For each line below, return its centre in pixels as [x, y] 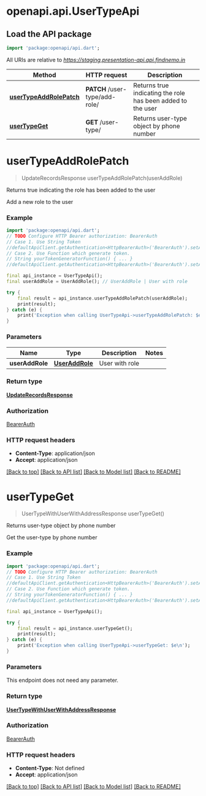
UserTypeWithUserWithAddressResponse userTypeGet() [93, 513]
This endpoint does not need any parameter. [62, 681]
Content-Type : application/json [55, 453]
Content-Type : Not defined [50, 768]
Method [44, 75]
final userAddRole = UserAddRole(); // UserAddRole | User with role [97, 282]
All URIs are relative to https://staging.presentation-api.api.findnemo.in [96, 60]
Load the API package [49, 34]
